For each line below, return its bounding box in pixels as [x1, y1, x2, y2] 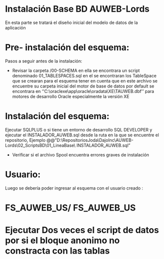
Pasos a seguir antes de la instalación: [5, 58, 82, 64]
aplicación [5, 24, 26, 30]
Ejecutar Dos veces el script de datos [5, 225, 159, 236]
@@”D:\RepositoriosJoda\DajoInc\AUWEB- [46, 137, 134, 143]
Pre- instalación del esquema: [5, 42, 130, 53]
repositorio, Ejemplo [5, 137, 46, 143]
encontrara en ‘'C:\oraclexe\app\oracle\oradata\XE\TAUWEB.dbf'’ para [12, 88, 154, 94]
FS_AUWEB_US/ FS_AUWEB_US [5, 202, 136, 213]
